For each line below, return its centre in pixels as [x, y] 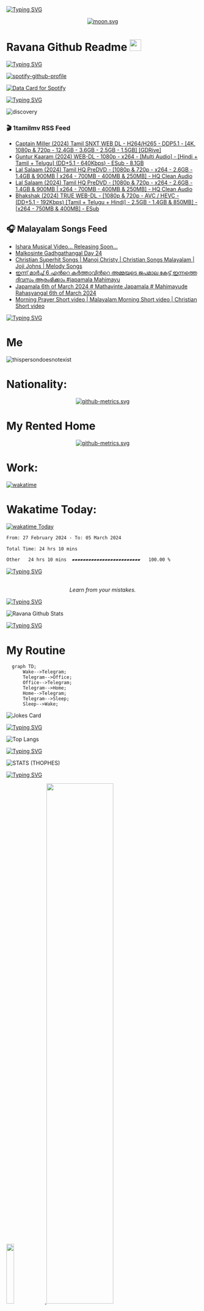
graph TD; [24, 667]
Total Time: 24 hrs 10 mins [42, 549]
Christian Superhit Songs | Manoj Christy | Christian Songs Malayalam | [105, 260]
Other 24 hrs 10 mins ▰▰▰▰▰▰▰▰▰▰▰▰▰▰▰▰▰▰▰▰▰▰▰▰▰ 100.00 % [89, 560]
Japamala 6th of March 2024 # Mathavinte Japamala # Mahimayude [101, 287]
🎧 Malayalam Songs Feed [57, 229]
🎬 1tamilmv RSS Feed [38, 127]
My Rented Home [51, 426]
